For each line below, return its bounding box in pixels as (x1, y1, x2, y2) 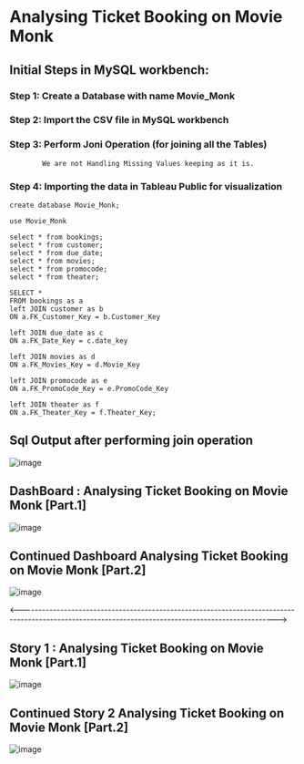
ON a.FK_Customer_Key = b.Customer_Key (9, 313, 161, 322)
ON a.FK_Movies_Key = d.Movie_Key (9, 360, 141, 370)
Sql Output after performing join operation (9, 433, 253, 449)
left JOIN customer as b (9, 305, 104, 314)
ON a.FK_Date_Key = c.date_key (9, 336, 128, 346)
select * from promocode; (9, 264, 107, 274)
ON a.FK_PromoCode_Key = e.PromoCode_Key (9, 385, 169, 394)
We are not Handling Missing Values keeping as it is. (42, 159, 255, 168)
